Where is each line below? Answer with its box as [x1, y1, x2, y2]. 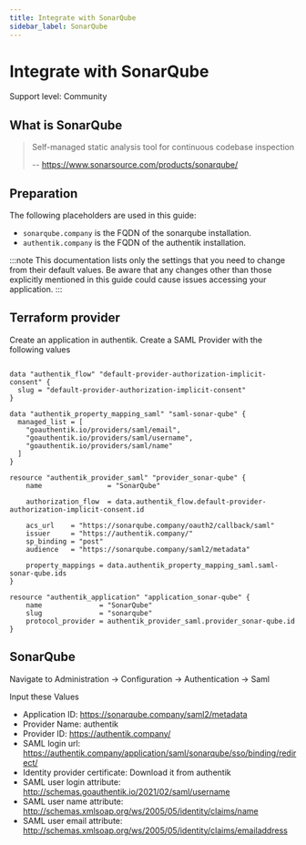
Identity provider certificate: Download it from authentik [22, 767, 231, 778]
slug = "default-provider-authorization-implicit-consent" [17, 385, 247, 394]
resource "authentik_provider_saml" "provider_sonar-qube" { [9, 473, 247, 483]
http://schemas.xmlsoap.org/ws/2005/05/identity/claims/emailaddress [22, 825, 289, 836]
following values [9, 343, 71, 355]
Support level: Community [9, 91, 107, 102]
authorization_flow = [25, 497, 112, 506]
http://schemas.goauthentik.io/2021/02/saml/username [22, 786, 230, 797]
